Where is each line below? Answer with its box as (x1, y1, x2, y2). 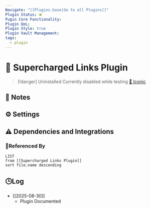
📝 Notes (5, 93, 31, 102)
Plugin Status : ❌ (5, 12, 42, 17)
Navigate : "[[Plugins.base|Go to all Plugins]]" (5, 7, 109, 13)
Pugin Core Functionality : (5, 17, 62, 22)
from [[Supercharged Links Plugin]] (5, 158, 82, 164)
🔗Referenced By (5, 142, 46, 149)
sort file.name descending (5, 163, 62, 168)
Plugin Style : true (5, 26, 46, 31)
